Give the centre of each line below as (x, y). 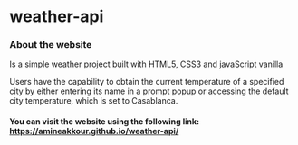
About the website (51, 45)
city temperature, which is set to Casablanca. (94, 101)
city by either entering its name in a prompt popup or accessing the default (149, 91)
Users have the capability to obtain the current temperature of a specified (147, 82)
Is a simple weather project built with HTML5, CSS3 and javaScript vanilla (146, 64)
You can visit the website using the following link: (105, 122)
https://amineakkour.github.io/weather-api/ (94, 131)
